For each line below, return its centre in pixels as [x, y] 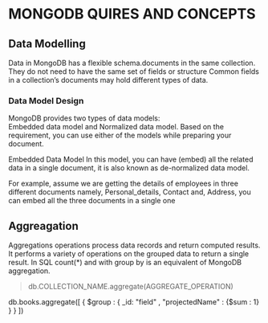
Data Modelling [47, 44]
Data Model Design [46, 100]
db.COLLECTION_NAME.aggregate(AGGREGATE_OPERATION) [131, 287]
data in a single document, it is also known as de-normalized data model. [129, 168]
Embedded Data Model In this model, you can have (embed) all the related [131, 159]
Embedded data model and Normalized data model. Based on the [116, 127]
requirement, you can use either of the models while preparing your [120, 135]
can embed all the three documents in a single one [92, 201]
